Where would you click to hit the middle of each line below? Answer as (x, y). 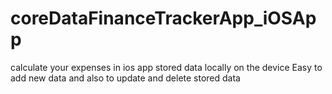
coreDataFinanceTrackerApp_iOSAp (163, 18)
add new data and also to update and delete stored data (125, 78)
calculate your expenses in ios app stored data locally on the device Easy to (166, 67)
